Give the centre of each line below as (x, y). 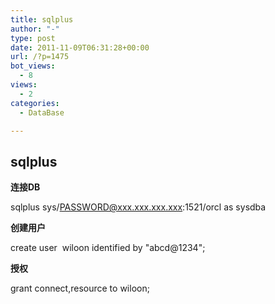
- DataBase (42, 112)
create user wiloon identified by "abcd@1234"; (108, 248)
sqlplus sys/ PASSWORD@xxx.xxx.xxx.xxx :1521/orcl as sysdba (138, 207)
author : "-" (35, 29)
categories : (35, 103)
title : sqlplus (42, 19)
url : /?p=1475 (40, 57)
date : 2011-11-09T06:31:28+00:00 (80, 47)
